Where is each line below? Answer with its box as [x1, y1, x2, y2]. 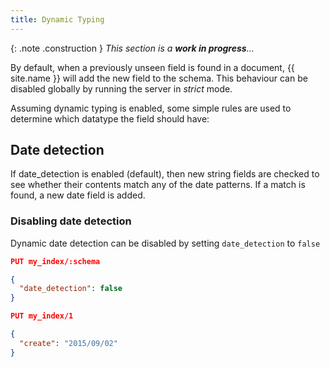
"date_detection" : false [19, 284, 123, 294]
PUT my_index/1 [10, 311, 74, 321]
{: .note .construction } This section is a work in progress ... [10, 42, 255, 54]
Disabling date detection [10, 214, 132, 228]
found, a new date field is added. [10, 189, 146, 201]
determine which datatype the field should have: [10, 112, 210, 125]
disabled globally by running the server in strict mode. [10, 82, 233, 95]
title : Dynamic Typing [10, 14, 105, 25]
